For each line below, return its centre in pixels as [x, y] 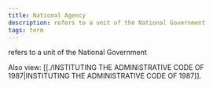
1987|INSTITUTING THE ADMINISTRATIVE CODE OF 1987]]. [105, 76]
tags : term [26, 30]
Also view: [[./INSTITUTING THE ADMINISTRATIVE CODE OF [106, 68]
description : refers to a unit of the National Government [107, 23]
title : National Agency [47, 15]
